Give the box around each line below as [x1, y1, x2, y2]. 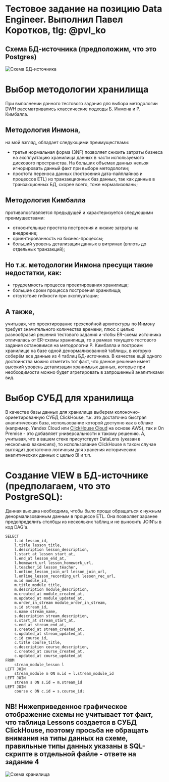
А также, [5, 307, 35, 316]
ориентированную [5, 414, 45, 420]
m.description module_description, [14, 587, 89, 592]
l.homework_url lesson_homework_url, [14, 560, 94, 566]
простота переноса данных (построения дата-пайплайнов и [12, 170, 143, 177]
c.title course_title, [14, 640, 62, 645]
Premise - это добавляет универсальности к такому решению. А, [5, 430, 146, 437]
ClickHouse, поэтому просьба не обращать [5, 726, 149, 735]
